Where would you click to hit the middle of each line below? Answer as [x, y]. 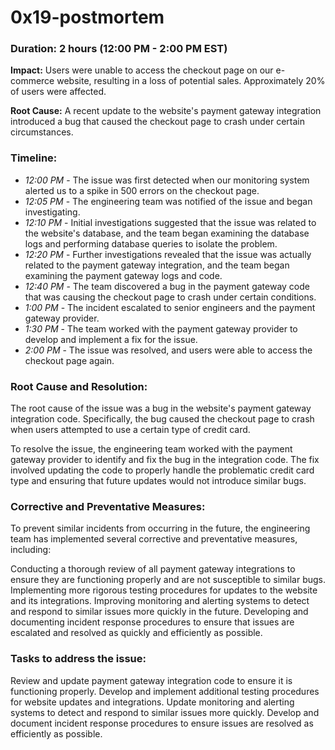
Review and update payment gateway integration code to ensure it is [151, 680]
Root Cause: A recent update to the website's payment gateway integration [166, 111]
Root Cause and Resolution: [79, 386]
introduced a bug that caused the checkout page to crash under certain [157, 122]
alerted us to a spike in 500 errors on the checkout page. [142, 190]
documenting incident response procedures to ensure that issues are [152, 622]
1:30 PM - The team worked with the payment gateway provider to [161, 328]
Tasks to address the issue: [78, 659]
